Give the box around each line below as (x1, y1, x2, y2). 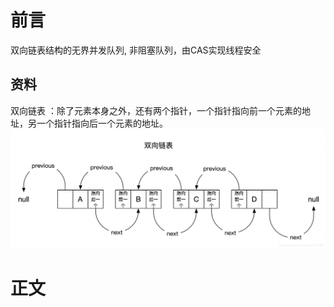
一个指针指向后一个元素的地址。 (36, 117, 168, 129)
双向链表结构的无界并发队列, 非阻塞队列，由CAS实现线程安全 (10, 44, 262, 56)
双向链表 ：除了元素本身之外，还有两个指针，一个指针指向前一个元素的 (10, 104, 302, 116)
